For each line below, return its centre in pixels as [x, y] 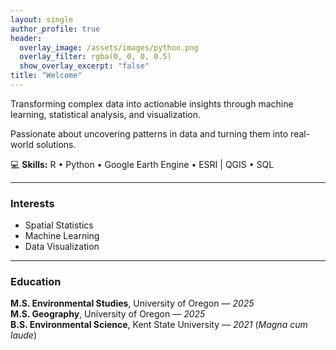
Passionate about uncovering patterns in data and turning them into [149, 133]
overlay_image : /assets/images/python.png [109, 47]
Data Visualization [62, 247]
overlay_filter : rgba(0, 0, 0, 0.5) [95, 57]
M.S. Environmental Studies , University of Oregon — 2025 [132, 303]
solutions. [56, 144]
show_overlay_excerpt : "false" [84, 66]
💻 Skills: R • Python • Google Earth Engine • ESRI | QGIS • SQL [142, 164]
